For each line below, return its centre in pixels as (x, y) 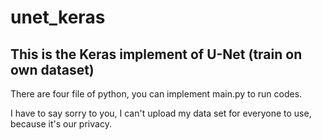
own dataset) (52, 69)
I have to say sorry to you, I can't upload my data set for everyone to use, (161, 113)
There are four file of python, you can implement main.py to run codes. (156, 94)
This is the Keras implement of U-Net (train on (156, 54)
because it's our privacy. (61, 124)
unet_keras (58, 17)
